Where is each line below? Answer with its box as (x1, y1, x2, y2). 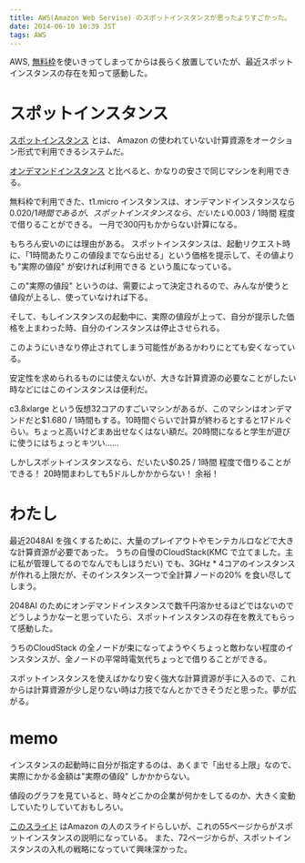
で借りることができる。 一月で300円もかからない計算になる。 (9, 219, 242, 230)
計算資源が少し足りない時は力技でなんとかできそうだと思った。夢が (33, 685, 289, 695)
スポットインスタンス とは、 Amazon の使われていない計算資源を (9, 135, 254, 146)
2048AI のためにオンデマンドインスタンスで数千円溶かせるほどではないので (9, 600, 294, 611)
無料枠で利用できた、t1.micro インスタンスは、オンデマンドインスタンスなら (9, 197, 296, 208)
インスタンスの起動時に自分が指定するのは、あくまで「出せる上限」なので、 (9, 759, 296, 770)
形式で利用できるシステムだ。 (16, 147, 129, 157)
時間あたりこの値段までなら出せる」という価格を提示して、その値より (32, 249, 295, 260)
